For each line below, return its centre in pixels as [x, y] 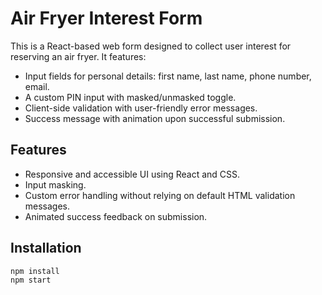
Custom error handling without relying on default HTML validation [160, 195]
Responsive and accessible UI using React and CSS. [132, 174]
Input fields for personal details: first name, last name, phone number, [168, 76]
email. [37, 86]
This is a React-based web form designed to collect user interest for [151, 46]
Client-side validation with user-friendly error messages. [141, 108]
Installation [46, 248]
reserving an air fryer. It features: [78, 56]
